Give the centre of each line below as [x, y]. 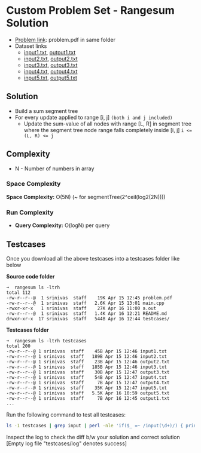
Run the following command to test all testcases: [66, 414]
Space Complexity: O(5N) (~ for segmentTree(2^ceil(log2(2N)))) [86, 197]
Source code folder [31, 276]
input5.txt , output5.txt [51, 78]
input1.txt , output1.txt [50, 52]
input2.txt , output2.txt [51, 59]
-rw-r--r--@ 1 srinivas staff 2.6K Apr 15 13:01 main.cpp [85, 303]
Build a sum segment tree [46, 111]
